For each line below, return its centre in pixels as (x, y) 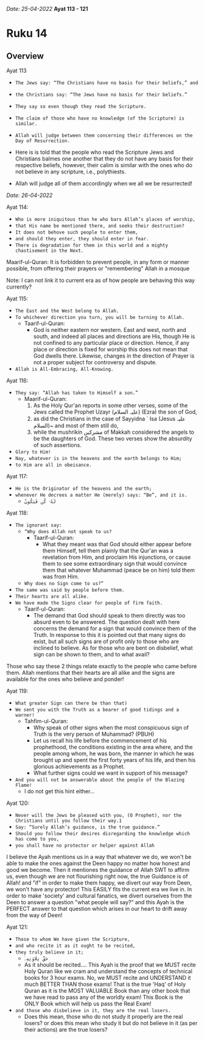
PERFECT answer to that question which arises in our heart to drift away (97, 909)
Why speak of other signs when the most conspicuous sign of (111, 728)
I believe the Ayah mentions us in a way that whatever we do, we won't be (99, 857)
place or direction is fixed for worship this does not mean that (110, 349)
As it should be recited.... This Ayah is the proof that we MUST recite (110, 965)
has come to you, (37, 839)
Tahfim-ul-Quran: (46, 721)
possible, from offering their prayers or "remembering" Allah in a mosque (98, 268)
